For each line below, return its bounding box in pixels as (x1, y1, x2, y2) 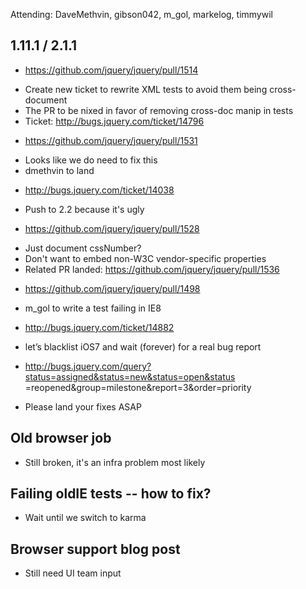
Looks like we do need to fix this (24, 154, 158, 166)
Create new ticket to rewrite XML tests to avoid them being (24, 83, 268, 95)
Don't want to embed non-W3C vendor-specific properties (24, 252, 267, 264)
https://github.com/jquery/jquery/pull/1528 (24, 222, 200, 234)
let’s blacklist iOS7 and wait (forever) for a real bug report (24, 340, 262, 353)
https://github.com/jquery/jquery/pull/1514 (24, 64, 199, 76)
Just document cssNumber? (24, 242, 142, 254)
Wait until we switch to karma (24, 512, 147, 524)
